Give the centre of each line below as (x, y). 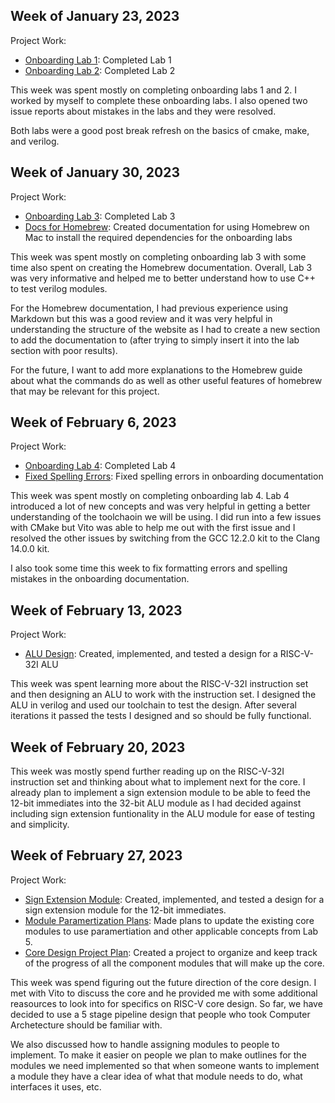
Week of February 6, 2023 (93, 422)
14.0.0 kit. (30, 549)
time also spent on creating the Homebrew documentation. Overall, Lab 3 (161, 267)
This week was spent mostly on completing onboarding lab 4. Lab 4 (150, 496)
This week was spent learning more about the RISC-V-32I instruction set (159, 684)
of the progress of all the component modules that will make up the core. (174, 963)
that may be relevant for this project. (85, 391)
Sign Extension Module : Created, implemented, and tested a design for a (174, 899)
